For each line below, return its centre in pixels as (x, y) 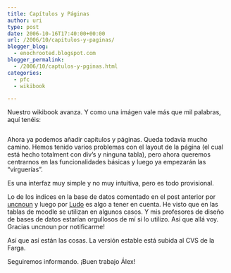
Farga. (17, 248)
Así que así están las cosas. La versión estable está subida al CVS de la (111, 241)
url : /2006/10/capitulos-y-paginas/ (61, 40)
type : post (23, 27)
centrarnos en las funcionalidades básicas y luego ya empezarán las (107, 162)
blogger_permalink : (36, 60)
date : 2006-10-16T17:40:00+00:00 (56, 34)
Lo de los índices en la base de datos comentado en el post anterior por (112, 197)
